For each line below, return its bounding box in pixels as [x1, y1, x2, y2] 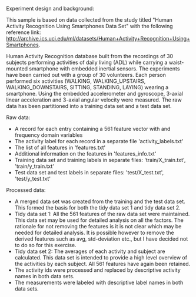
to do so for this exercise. [14, 242, 77, 248]
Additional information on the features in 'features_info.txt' [14, 150, 157, 157]
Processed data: [6, 187, 46, 193]
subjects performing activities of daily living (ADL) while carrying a [6, 59, 168, 66]
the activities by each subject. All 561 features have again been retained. [14, 261, 191, 267]
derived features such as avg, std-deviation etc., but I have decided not [14, 235, 188, 242]
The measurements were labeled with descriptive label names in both [14, 279, 184, 286]
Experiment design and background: [6, 5, 94, 12]
